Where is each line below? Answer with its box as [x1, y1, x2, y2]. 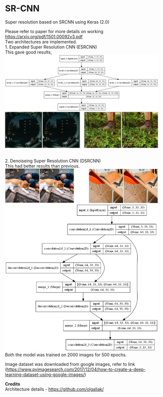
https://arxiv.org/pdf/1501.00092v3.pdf [5, 34, 83, 39]
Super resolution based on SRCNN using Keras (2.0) [5, 19, 110, 25]
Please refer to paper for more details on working [5, 28, 103, 34]
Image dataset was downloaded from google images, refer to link [5, 361, 135, 367]
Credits [5, 381, 20, 387]
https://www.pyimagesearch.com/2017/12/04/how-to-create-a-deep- [6, 366, 146, 373]
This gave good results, [5, 49, 52, 55]
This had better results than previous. [5, 163, 80, 169]
